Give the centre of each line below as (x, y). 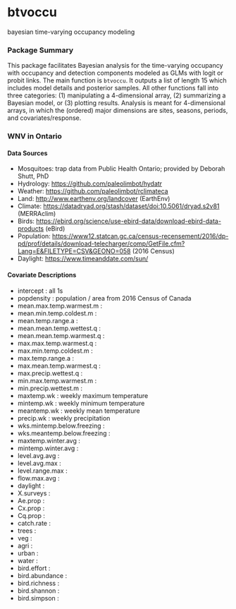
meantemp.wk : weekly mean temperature (79, 411)
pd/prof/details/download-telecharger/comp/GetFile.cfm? (101, 243)
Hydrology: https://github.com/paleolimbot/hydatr (90, 183)
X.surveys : (34, 493)
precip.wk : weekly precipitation (64, 418)
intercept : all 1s (40, 291)
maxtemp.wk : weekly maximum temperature (83, 395)
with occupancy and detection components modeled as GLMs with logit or (115, 73)
